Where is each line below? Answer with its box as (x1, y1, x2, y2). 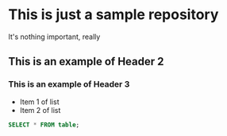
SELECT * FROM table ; (8, 121, 80, 129)
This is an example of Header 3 (8, 79, 130, 90)
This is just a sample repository (8, 6, 219, 24)
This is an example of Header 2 (8, 55, 164, 68)
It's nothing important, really (8, 32, 101, 41)
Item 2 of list (19, 105, 61, 115)
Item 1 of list (19, 97, 60, 107)
